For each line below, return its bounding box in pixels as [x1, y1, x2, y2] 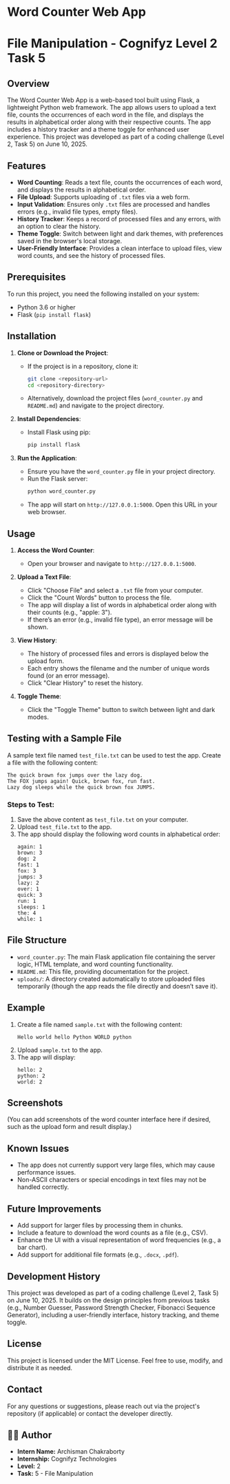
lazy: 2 [17, 880, 39, 886]
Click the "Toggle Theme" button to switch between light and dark [27, 705, 216, 713]
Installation [7, 330, 56, 342]
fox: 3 [17, 868, 36, 875]
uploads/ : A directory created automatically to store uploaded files [17, 975, 205, 983]
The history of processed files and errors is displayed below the [27, 649, 209, 658]
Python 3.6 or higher [17, 303, 76, 311]
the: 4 [17, 910, 36, 917]
